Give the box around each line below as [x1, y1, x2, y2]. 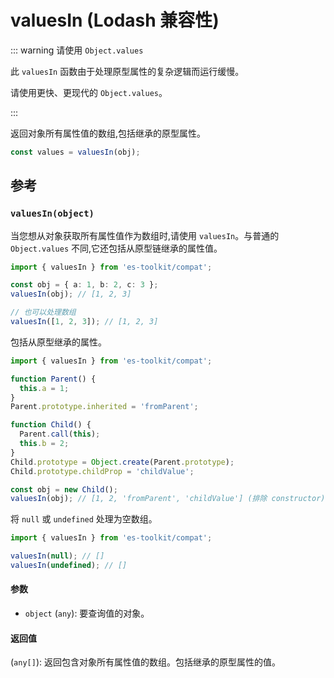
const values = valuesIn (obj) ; [10, 147, 141, 157]
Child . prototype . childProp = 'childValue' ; [10, 466, 195, 476]
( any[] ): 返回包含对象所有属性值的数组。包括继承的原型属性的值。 [10, 656, 281, 668]
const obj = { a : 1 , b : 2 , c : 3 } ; [10, 280, 159, 290]
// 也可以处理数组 [10, 307, 77, 318]
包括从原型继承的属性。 [10, 336, 107, 348]
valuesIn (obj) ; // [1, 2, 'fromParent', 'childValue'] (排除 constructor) [10, 494, 326, 504]
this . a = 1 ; [19, 383, 70, 393]
